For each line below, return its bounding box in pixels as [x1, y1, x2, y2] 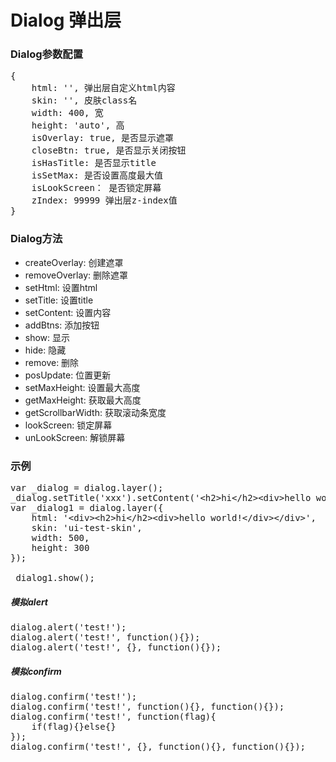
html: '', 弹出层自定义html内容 [31, 82, 176, 94]
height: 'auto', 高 [31, 120, 125, 131]
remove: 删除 [24, 356, 80, 368]
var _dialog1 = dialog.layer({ [10, 502, 164, 514]
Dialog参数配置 [10, 47, 83, 61]
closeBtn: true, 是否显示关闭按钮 [31, 145, 187, 156]
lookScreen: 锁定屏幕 [24, 419, 113, 431]
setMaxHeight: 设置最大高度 [24, 381, 141, 393]
